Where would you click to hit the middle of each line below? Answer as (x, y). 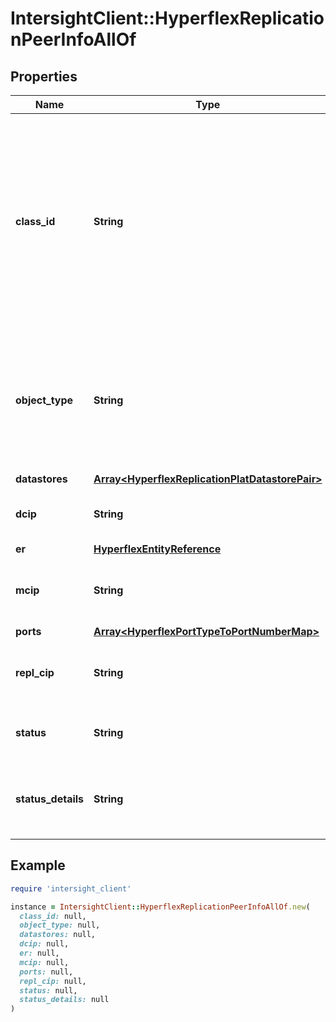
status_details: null (64, 1000)
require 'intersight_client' (71, 888)
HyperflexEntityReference (157, 549)
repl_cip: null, (53, 981)
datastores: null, (58, 935)
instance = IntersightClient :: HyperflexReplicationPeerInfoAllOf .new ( (160, 907)
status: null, (48, 990)
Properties (44, 76)
